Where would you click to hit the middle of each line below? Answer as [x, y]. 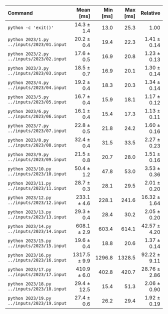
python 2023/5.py [28, 97]
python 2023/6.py [28, 111]
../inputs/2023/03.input [37, 73]
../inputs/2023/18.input [37, 289]
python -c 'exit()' [31, 28]
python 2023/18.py [29, 284]
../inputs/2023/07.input [37, 131]
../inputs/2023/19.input [37, 303]
